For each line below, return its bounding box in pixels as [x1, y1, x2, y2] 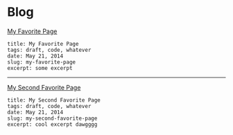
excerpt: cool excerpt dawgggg [7, 120, 98, 128]
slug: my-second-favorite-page [7, 115, 98, 122]
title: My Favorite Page [7, 40, 79, 47]
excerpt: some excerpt [7, 64, 73, 71]
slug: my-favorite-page [7, 58, 76, 66]
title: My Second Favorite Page [7, 96, 101, 104]
